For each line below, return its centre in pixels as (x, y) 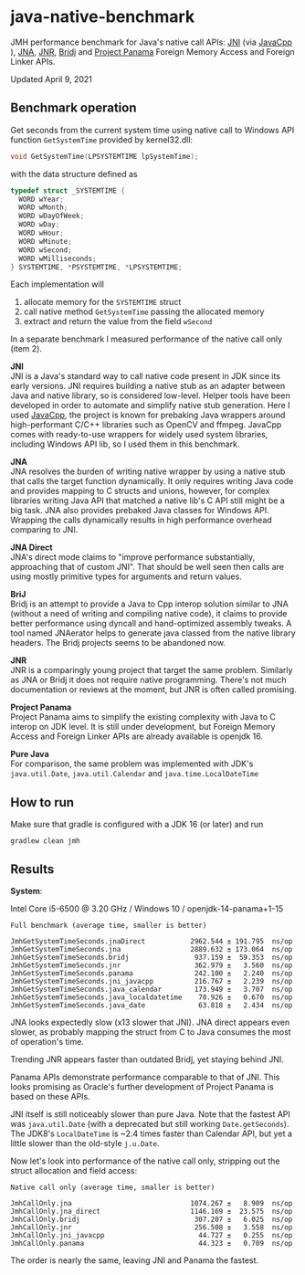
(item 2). (26, 349)
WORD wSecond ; (45, 250)
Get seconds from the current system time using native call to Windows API (152, 130)
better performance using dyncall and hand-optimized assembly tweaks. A (151, 624)
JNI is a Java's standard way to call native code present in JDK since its (146, 376)
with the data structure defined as (74, 174)
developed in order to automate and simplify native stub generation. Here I (150, 406)
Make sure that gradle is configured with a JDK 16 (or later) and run (137, 825)
